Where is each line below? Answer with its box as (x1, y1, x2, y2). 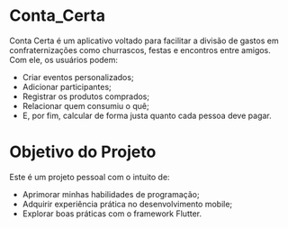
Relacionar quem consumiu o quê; (22, 100, 150, 111)
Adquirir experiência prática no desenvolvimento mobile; (22, 198, 233, 209)
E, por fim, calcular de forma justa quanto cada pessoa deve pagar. (22, 110, 272, 121)
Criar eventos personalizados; (22, 71, 134, 82)
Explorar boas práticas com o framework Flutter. (22, 208, 202, 219)
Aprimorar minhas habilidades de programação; (22, 188, 200, 199)
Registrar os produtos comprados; (22, 91, 150, 102)
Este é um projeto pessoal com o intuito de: (9, 171, 170, 182)
